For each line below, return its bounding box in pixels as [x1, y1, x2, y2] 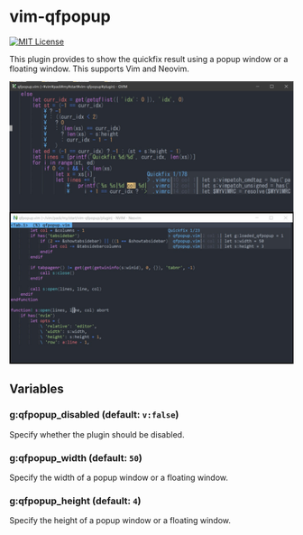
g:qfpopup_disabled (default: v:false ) [9, 409, 179, 421]
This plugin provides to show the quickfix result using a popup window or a [9, 53, 289, 64]
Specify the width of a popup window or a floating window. [9, 472, 228, 483]
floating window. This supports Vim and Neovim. [9, 63, 189, 74]
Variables [9, 382, 65, 397]
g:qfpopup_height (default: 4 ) [9, 494, 142, 507]
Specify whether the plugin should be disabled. [9, 429, 185, 439]
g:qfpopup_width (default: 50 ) [9, 451, 142, 464]
